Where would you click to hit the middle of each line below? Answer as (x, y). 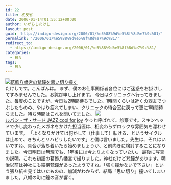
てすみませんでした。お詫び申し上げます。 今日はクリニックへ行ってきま (81, 95)
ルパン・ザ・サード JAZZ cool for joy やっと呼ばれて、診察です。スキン (80, 120)
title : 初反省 (19, 15)
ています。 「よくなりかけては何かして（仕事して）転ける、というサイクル (84, 133)
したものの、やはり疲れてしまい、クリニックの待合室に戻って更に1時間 (84, 108)
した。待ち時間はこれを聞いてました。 (54, 114)
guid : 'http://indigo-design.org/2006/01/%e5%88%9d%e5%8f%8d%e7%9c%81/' (84, 34)
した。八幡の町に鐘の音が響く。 (43, 178)
